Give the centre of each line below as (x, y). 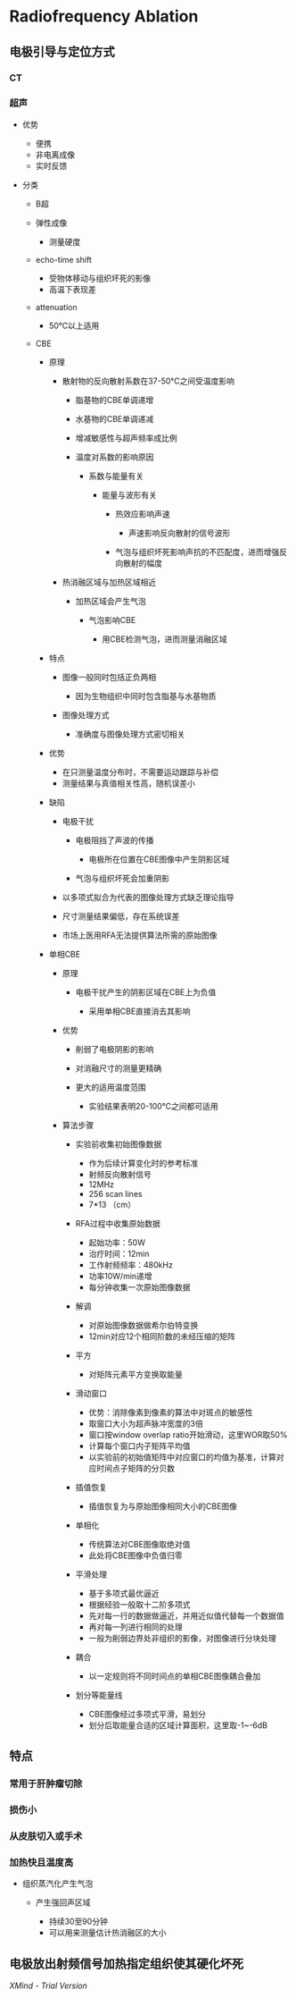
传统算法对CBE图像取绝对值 (140, 1544)
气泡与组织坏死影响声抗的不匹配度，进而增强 (197, 552)
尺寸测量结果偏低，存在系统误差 (121, 916)
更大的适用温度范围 (111, 1087)
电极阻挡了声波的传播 (115, 840)
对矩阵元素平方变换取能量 (136, 1374)
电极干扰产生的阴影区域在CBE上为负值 (146, 992)
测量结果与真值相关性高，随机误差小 (129, 783)
